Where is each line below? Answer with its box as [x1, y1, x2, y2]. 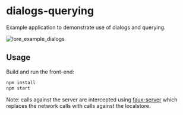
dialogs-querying [6, 4, 94, 18]
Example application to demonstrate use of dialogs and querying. [6, 24, 166, 31]
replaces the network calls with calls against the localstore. [6, 102, 151, 109]
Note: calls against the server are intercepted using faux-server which [6, 96, 178, 103]
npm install [6, 79, 36, 85]
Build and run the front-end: [6, 68, 74, 75]
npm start [6, 85, 31, 91]
